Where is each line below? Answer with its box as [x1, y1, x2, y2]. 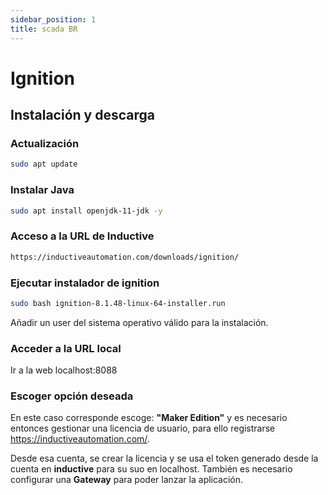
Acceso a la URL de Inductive [10, 229, 155, 243]
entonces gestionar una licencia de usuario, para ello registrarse [10, 422, 276, 435]
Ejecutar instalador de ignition [10, 276, 160, 290]
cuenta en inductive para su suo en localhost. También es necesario [10, 463, 293, 475]
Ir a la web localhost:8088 [10, 364, 118, 376]
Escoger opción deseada [10, 389, 134, 403]
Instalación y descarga [10, 107, 155, 124]
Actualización [10, 137, 80, 150]
